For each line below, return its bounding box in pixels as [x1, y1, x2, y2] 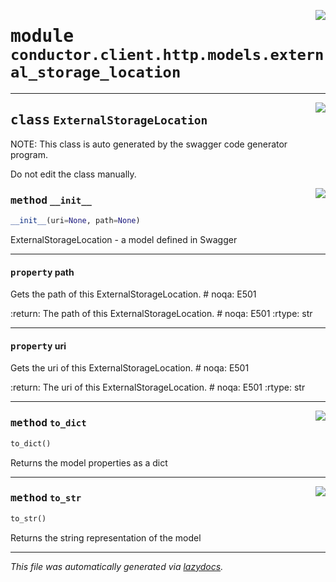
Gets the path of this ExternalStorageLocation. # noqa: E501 [10, 288, 257, 300]
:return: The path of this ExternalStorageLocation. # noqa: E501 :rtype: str [10, 308, 313, 320]
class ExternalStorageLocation [10, 112, 208, 129]
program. [10, 148, 49, 160]
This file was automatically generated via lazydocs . [10, 560, 224, 572]
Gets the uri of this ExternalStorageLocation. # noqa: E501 [10, 362, 250, 374]
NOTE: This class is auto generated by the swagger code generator [10, 138, 288, 150]
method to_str [10, 491, 82, 505]
